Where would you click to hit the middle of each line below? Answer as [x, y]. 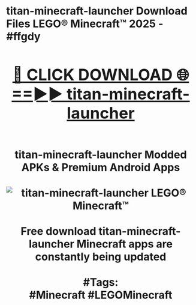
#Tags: [101, 282]
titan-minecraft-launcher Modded [101, 155]
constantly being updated [101, 257]
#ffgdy [23, 37]
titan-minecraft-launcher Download [97, 11]
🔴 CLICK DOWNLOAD [92, 74]
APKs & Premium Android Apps [101, 167]
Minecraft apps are [124, 244]
